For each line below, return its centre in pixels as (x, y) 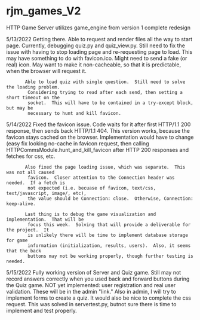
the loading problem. (33, 87)
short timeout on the (33, 97)
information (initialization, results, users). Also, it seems (109, 246)
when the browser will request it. (46, 71)
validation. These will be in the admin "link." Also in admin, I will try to (91, 291)
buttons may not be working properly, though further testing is (111, 256)
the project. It (28, 230)
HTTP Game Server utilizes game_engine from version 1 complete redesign (99, 28)
